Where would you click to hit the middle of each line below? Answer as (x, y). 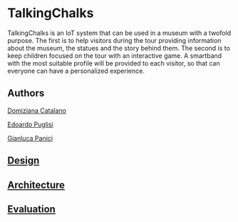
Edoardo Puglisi (30, 124)
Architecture (36, 185)
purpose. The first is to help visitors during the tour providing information (114, 40)
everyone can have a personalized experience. (76, 71)
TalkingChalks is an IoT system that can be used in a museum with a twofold (119, 33)
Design (24, 161)
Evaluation (31, 209)
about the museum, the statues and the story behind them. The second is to (119, 48)
